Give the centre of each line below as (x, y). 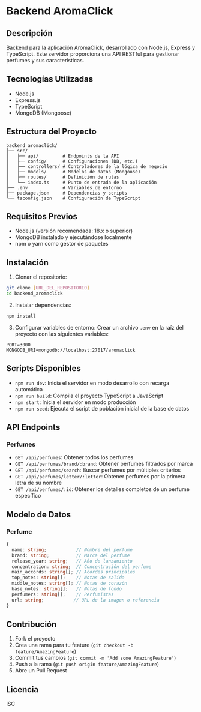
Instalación (28, 262)
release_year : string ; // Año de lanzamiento (72, 561)
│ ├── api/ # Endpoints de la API (63, 156)
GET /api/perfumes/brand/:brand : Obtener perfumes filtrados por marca (104, 464)
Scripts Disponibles (43, 368)
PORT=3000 (19, 345)
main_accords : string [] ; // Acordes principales (73, 572)
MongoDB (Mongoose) (43, 113)
